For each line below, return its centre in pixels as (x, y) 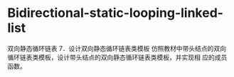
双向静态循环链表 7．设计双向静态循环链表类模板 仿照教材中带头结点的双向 (117, 48)
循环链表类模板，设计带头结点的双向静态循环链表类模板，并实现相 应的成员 (117, 57)
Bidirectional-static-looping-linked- (116, 13)
